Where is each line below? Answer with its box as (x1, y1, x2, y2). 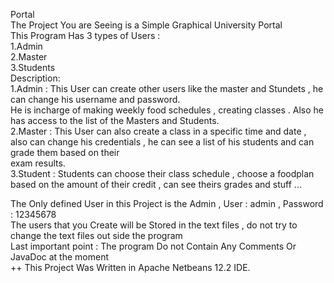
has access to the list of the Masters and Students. (10, 115, 220, 126)
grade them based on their (10, 147, 120, 158)
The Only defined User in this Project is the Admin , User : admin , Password (10, 198, 324, 209)
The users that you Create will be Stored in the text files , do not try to (10, 219, 298, 231)
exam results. (10, 157, 66, 169)
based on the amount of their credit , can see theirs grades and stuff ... (10, 179, 302, 190)
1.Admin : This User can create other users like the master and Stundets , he (10, 83, 324, 94)
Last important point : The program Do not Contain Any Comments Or (10, 240, 297, 252)
